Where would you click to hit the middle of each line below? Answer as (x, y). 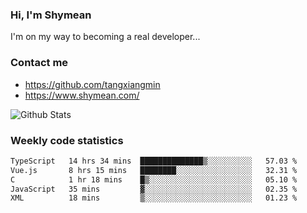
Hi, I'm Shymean (51, 15)
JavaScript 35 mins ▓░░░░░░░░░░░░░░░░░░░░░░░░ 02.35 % (154, 189)
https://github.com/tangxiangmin (92, 84)
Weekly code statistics (67, 140)
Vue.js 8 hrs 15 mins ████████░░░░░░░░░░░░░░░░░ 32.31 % (154, 170)
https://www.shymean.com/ (82, 95)
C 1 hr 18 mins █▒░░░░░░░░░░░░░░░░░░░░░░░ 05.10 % (154, 179)
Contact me (39, 63)
